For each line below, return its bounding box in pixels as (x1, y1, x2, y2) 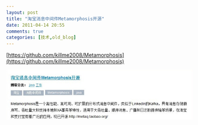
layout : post (6, 9, 39, 15)
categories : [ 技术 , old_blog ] (6, 34, 76, 41)
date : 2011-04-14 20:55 (6, 22, 65, 28)
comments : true (6, 28, 44, 34)
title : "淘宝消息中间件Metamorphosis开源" (6, 15, 105, 22)
